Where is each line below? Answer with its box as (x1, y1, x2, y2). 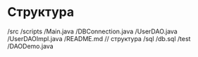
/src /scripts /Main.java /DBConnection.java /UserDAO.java (7, 27, 178, 35)
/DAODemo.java (7, 42, 54, 50)
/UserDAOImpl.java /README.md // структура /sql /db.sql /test (7, 34, 191, 42)
